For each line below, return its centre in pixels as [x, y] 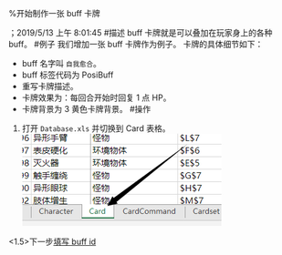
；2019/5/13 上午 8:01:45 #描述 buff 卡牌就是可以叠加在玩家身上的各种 [141, 33]
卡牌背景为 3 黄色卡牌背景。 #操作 [86, 109]
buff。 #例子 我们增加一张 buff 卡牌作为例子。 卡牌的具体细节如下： [136, 44]
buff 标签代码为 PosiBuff [68, 75]
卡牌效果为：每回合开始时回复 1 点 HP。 [96, 97]
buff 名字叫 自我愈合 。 [61, 63]
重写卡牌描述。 [50, 86]
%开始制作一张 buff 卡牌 [55, 13]
